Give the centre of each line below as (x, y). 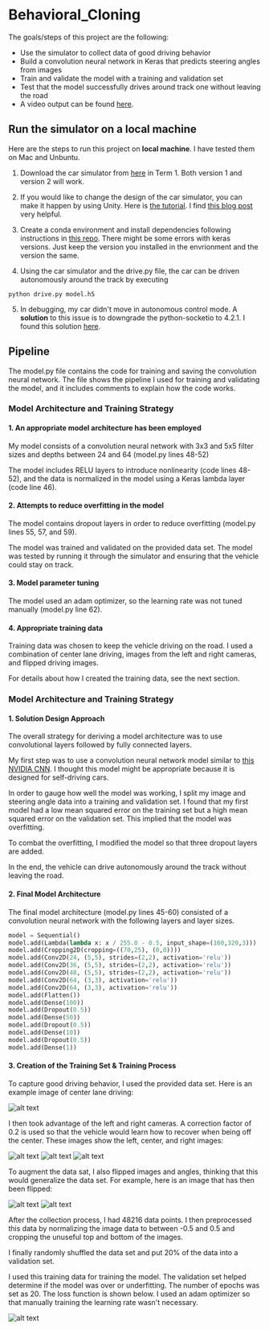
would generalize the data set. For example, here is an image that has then (132, 1180)
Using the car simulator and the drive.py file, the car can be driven (129, 270)
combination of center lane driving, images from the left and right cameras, (132, 654)
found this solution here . (60, 326)
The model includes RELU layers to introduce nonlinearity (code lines (122, 470)
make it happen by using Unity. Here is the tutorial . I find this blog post (136, 205)
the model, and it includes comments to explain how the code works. (122, 388)
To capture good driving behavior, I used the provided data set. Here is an (130, 1083)
